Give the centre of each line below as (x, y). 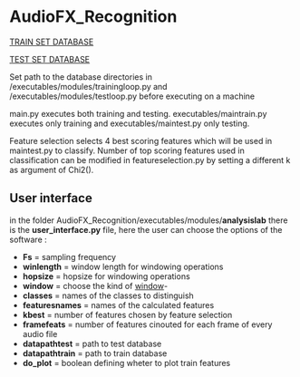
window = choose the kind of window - (95, 285)
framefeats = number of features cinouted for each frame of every (147, 324)
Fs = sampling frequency (69, 256)
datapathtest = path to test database (92, 343)
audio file (40, 333)
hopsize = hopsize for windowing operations (106, 276)
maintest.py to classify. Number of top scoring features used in (127, 150)
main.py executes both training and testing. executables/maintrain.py (138, 113)
